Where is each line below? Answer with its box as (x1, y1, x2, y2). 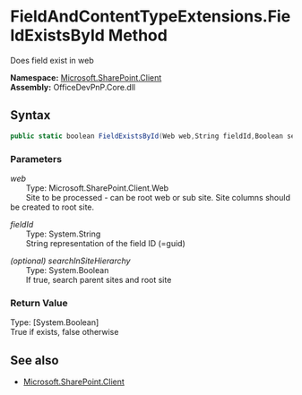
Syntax (10, 107, 51, 123)
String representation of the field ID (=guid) (26, 237, 186, 248)
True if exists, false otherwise (10, 327, 119, 338)
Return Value (10, 296, 68, 309)
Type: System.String (26, 228, 101, 239)
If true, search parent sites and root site (26, 274, 172, 285)
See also (10, 352, 59, 368)
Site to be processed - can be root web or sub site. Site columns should (26, 192, 290, 202)
